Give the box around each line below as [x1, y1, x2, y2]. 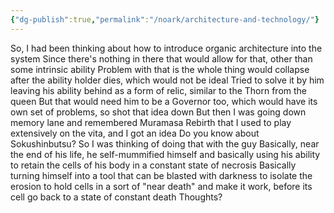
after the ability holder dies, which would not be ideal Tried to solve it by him [10, 74, 325, 86]
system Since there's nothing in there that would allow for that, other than [10, 52, 313, 65]
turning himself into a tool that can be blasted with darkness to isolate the [10, 169, 313, 181]
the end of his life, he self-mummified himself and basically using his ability [10, 148, 321, 160]
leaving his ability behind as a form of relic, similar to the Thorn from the [10, 84, 308, 96]
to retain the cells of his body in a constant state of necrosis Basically [10, 159, 297, 171]
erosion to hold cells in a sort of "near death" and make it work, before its [10, 180, 313, 192]
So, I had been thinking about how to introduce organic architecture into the [10, 42, 323, 54]
